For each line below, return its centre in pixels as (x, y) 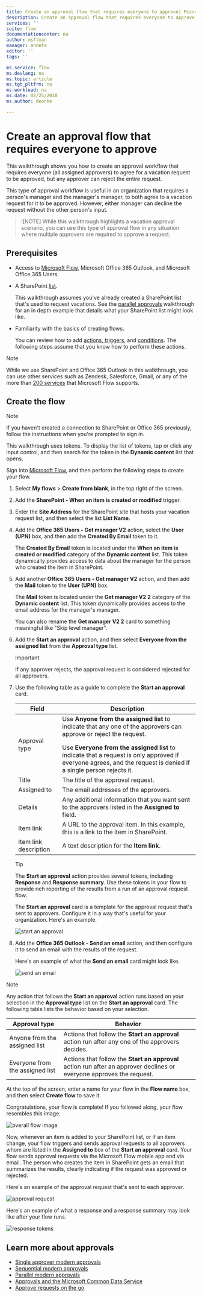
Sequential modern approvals (51, 1269)
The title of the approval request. (108, 780)
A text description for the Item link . (112, 846)
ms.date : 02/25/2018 (32, 96)
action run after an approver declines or (119, 1067)
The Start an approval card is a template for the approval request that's (103, 907)
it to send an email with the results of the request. (76, 950)
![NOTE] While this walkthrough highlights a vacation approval (98, 221)
